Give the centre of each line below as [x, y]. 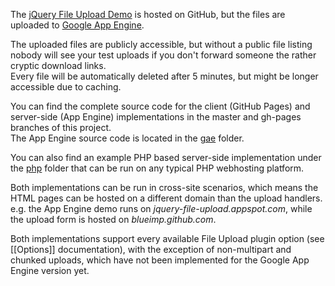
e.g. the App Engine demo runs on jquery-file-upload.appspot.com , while [161, 208]
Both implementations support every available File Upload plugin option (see [167, 238]
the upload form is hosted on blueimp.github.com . [113, 219]
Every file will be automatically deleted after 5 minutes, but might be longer [164, 76]
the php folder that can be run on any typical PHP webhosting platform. [157, 168]
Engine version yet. [50, 270]
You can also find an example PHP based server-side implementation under [166, 157]
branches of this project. [61, 127]
